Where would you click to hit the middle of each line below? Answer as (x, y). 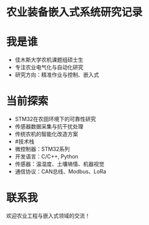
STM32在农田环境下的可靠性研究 (55, 119)
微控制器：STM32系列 (42, 149)
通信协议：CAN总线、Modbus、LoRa (60, 172)
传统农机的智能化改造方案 (46, 134)
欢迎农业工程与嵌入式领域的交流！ (48, 216)
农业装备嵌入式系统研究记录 (74, 12)
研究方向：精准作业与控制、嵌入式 (57, 75)
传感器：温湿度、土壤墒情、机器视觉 (60, 164)
